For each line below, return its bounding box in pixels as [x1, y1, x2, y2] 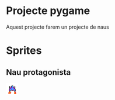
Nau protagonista [6, 67, 71, 77]
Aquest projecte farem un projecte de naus [6, 23, 109, 30]
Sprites [6, 44, 42, 57]
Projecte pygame [6, 4, 90, 18]
